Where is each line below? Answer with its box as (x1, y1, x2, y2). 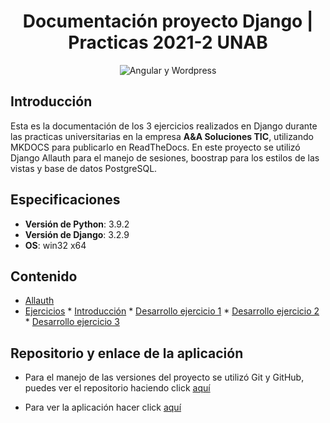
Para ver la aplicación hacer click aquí (24, 401, 182, 414)
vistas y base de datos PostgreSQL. (10, 162, 158, 174)
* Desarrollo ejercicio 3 (24, 316, 120, 328)
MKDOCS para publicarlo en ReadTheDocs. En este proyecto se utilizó (10, 141, 301, 153)
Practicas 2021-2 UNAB (68, 31, 268, 54)
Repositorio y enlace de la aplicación (10, 345, 244, 362)
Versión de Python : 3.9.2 (24, 218, 130, 230)
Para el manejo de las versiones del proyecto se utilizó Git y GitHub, (24, 371, 305, 384)
